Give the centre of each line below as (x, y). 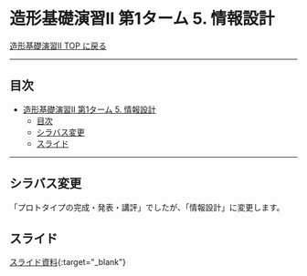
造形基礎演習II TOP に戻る (58, 46)
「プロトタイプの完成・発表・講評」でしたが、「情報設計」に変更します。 (147, 207)
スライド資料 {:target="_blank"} (68, 262)
